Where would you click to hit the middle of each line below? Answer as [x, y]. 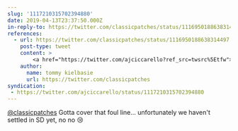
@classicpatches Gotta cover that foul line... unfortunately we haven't [109, 113]
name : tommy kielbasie [59, 73]
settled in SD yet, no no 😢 [45, 120]
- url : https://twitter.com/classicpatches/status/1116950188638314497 [122, 40]
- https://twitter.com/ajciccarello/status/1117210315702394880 [107, 92]
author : [31, 66]
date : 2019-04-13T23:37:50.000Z [55, 20]
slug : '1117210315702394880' [50, 14]
